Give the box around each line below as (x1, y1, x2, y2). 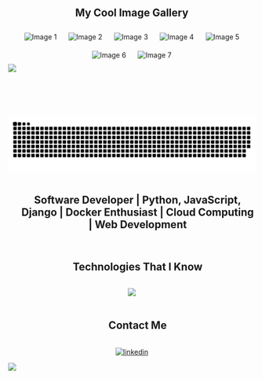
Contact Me (108, 318, 167, 332)
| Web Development (88, 218, 187, 231)
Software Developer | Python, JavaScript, (34, 193, 242, 207)
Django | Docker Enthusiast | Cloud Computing (21, 205, 254, 219)
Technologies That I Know (72, 259, 203, 274)
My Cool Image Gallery (75, 6, 189, 20)
